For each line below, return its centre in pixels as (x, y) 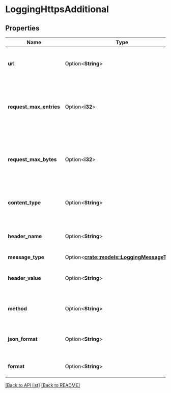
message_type (26, 257)
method (17, 308)
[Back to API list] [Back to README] (43, 385)
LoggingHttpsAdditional (57, 9)
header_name (25, 236)
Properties (22, 28)
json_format (23, 339)
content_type (24, 203)
